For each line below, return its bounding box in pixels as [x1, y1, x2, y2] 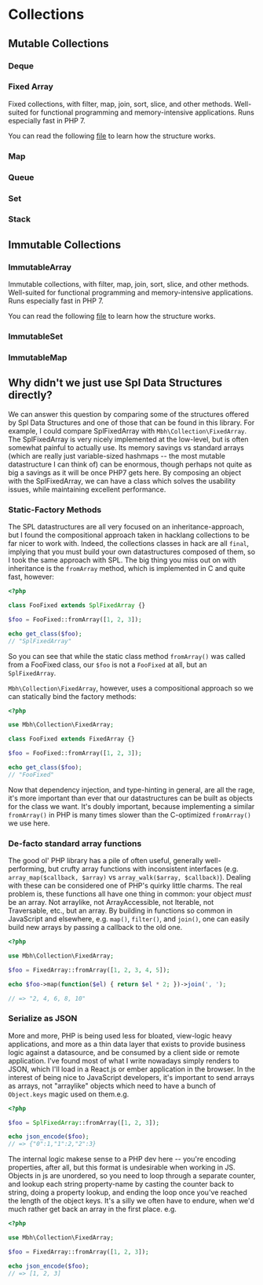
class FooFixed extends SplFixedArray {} [8, 602, 146, 610]
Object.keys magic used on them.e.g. [8, 1089, 130, 1099]
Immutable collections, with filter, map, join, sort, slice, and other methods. [8, 280, 250, 289]
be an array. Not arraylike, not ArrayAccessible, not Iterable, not [8, 898, 214, 907]
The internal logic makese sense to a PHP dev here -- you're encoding [8, 1155, 236, 1164]
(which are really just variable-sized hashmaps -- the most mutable [8, 451, 226, 460]
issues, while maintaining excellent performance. [8, 485, 166, 494]
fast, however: [8, 572, 55, 582]
